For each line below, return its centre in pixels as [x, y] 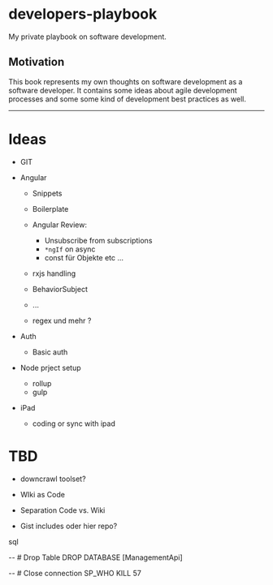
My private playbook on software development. [87, 37]
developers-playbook [83, 14]
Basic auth [50, 352]
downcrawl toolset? [53, 479]
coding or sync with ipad [74, 424]
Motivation [37, 62]
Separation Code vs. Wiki [63, 510]
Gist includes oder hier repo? [69, 526]
